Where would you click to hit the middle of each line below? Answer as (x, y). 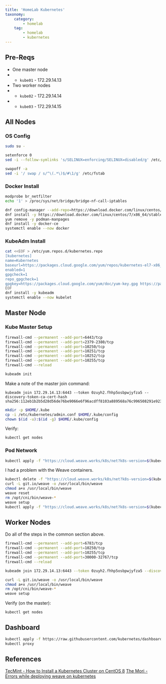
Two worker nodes (31, 85)
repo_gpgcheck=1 (22, 279)
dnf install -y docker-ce (32, 224)
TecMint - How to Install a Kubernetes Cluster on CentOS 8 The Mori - (77, 671)
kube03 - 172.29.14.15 (41, 106)
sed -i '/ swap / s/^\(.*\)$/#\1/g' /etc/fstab (55, 173)
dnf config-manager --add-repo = (38, 210)
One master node (30, 69)
